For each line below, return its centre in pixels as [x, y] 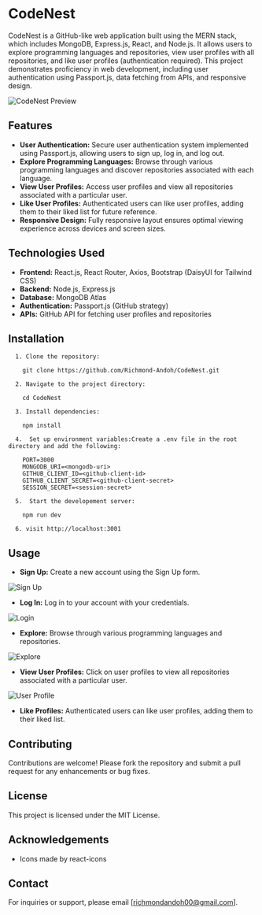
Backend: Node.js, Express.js [67, 289]
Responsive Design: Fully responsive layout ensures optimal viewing [131, 220]
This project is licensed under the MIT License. [84, 815]
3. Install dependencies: [58, 412]
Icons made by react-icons [63, 858]
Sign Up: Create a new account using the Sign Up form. [110, 572]
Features [30, 126]
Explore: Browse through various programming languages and [121, 633]
